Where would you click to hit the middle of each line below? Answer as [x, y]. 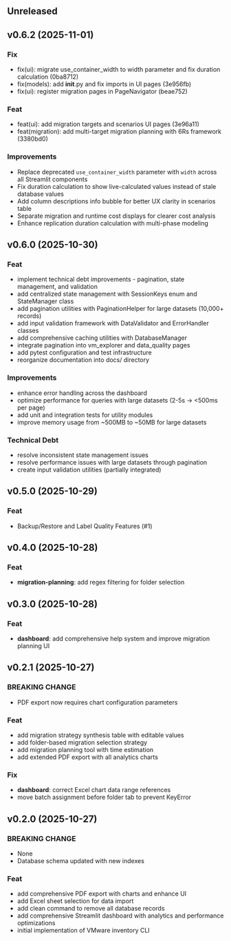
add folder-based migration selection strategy [82, 742]
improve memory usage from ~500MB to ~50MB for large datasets [112, 422]
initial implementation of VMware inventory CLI [83, 931]
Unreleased [33, 11]
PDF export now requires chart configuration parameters [97, 702]
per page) [31, 407]
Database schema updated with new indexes [80, 860]
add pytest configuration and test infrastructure [85, 353]
